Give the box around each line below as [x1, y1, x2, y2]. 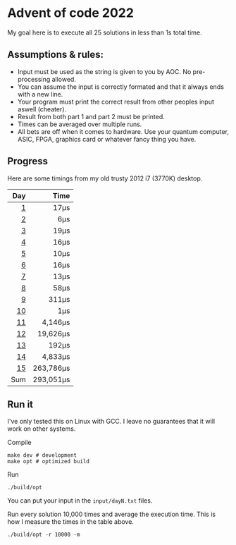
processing [17, 75, 51, 83]
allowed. [51, 75, 76, 83]
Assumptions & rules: [7, 49, 104, 61]
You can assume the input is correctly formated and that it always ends [17, 82, 224, 91]
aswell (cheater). [17, 104, 67, 114]
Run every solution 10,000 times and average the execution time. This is [7, 510, 216, 519]
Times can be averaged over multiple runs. [17, 120, 142, 128]
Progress [7, 155, 48, 167]
